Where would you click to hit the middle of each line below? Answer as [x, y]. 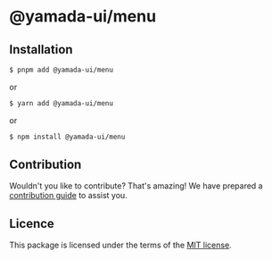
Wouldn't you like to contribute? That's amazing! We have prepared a [136, 186]
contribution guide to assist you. [68, 196]
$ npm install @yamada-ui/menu [67, 137]
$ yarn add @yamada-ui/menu [62, 103]
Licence [32, 224]
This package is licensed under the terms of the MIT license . [120, 245]
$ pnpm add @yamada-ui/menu [62, 70]
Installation [41, 50]
